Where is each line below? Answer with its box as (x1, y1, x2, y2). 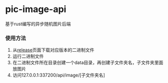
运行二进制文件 (12, 53, 44, 59)
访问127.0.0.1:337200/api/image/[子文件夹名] (12, 72, 105, 78)
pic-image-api (5, 4, 67, 15)
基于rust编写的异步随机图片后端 (5, 21, 71, 27)
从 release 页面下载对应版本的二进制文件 (12, 47, 95, 53)
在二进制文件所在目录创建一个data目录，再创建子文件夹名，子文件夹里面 (12, 59, 163, 66)
